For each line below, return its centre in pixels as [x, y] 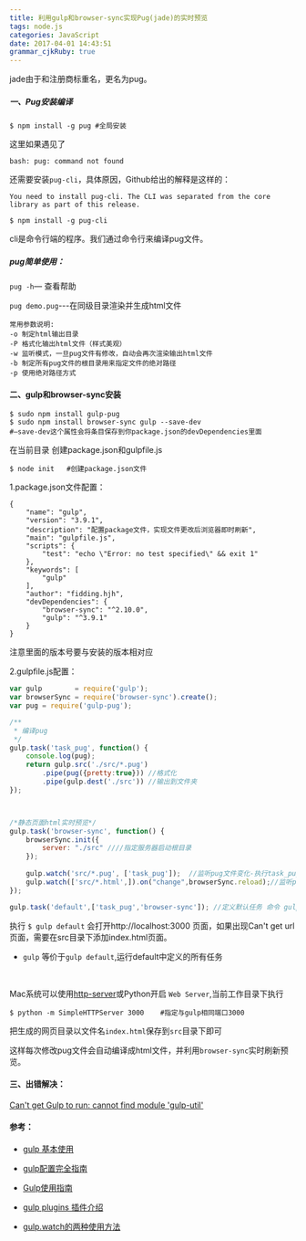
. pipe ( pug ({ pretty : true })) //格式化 [110, 773]
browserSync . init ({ [63, 840]
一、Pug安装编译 [41, 101]
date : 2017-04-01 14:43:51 [61, 43]
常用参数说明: [32, 325]
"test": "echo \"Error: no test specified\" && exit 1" [150, 554]
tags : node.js [36, 26]
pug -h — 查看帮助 [43, 286]
